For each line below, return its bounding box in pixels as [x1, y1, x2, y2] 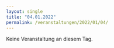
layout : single [6, 8, 43, 15]
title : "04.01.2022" [6, 14, 57, 20]
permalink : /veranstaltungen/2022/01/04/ [6, 19, 109, 25]
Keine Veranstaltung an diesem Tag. [6, 36, 93, 43]
